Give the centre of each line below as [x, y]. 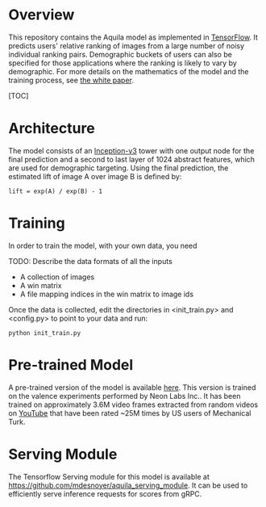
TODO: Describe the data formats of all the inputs [91, 261]
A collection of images [57, 277]
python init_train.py [45, 333]
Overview [42, 15]
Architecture [52, 129]
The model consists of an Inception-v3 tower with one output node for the [131, 150]
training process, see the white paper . [71, 80]
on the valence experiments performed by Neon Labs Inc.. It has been [125, 396]
